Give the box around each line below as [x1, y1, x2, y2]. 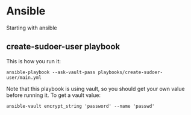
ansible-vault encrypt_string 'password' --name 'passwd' [6, 103, 155, 109]
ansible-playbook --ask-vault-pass [6, 69, 96, 75]
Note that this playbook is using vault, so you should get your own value [6, 85, 185, 92]
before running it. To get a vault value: [6, 92, 101, 99]
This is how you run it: [6, 57, 61, 64]
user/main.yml [6, 74, 42, 81]
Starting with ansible [6, 24, 57, 31]
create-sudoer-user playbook [6, 42, 121, 52]
